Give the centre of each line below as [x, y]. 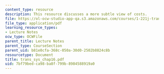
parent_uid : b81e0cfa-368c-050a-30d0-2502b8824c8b [58, 50]
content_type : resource [29, 9]
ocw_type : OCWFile [24, 37]
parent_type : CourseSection [34, 46]
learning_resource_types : [31, 28]
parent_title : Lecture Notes [35, 41]
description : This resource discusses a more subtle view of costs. [76, 14]
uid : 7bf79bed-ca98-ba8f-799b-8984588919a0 [50, 64]
